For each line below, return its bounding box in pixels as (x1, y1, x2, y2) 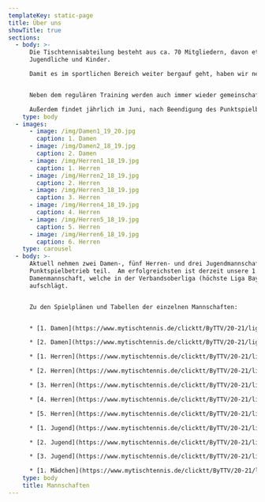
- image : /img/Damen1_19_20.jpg (28, 127, 136, 135)
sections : (8, 33, 41, 42)
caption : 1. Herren (36, 164, 101, 172)
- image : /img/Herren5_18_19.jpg (28, 215, 140, 224)
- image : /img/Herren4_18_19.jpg (28, 201, 140, 209)
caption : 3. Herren (36, 194, 101, 202)
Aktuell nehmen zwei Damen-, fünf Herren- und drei (28, 260, 203, 268)
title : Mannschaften (22, 481, 90, 489)
